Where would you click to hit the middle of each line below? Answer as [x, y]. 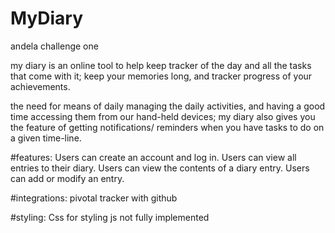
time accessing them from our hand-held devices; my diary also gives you [163, 116]
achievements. [40, 86]
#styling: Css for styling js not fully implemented [110, 217]
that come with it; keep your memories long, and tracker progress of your [161, 76]
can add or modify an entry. [67, 178]
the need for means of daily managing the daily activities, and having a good [168, 106]
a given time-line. [46, 138]
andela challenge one [54, 46]
